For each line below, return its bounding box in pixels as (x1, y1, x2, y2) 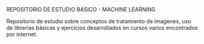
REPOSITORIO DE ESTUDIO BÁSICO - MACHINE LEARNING (6, 6, 156, 13)
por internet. (6, 31, 38, 38)
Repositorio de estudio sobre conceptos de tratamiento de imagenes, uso (6, 18, 191, 24)
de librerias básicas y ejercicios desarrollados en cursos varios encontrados (6, 24, 199, 31)
